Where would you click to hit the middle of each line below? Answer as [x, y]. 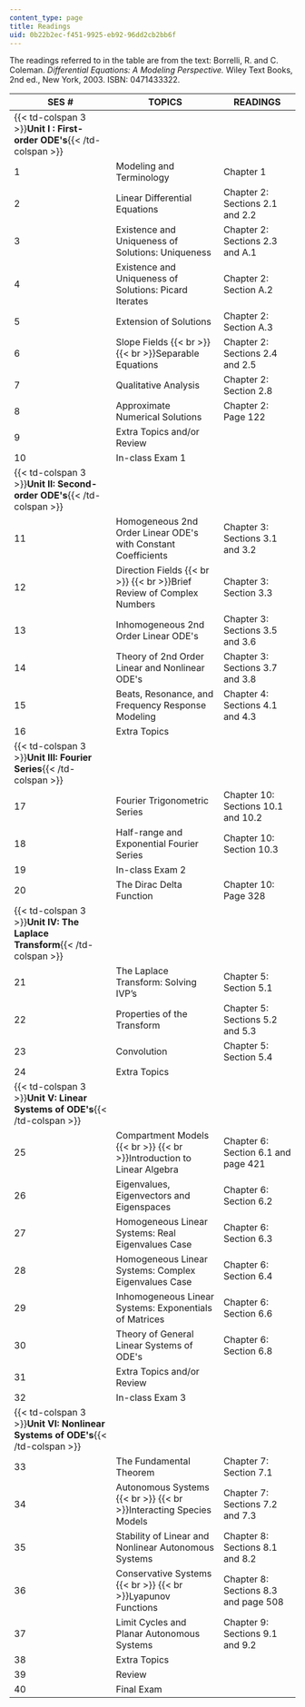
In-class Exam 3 [151, 1397]
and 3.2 [240, 550]
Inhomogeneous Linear [165, 1297]
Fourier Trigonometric [162, 801]
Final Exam [139, 1690]
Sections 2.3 [251, 242]
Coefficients [142, 556]
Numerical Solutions [159, 417]
